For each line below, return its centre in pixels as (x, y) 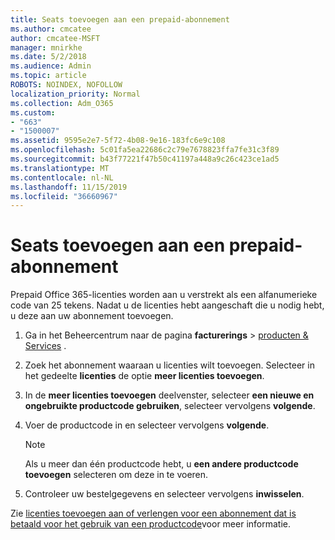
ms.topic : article (48, 76)
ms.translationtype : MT (60, 168)
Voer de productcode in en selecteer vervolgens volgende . (147, 425)
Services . (45, 346)
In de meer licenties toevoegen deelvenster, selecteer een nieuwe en (169, 395)
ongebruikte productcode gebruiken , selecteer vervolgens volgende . (170, 406)
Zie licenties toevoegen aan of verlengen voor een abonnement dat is (153, 513)
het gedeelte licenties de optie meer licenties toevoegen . (144, 376)
